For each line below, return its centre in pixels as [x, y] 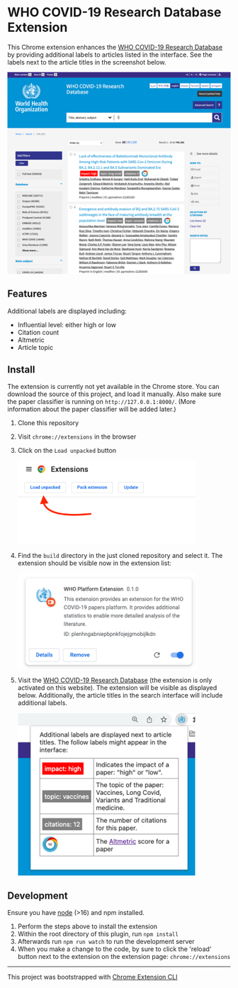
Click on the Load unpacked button [67, 451]
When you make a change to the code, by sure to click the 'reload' [114, 949]
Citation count [38, 332]
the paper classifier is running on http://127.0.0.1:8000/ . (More [102, 402]
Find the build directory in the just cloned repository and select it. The [120, 555]
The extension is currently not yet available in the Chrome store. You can [113, 387]
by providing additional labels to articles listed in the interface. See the [110, 55]
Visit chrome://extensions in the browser [77, 437]
